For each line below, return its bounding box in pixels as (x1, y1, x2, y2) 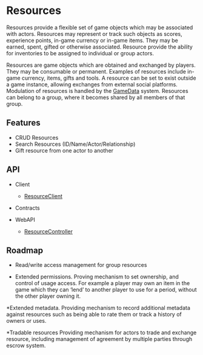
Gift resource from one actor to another (15, 146, 114, 154)
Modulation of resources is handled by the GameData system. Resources (6, 87, 189, 94)
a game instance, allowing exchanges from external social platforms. (6, 80, 178, 88)
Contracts (15, 204, 41, 212)
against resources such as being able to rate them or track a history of (6, 311, 182, 318)
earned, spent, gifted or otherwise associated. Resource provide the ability (6, 43, 193, 50)
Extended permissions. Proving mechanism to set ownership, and (15, 273, 179, 280)
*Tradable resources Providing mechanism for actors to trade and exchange (6, 329, 197, 336)
